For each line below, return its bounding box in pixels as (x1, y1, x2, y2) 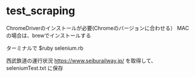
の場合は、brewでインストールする (6, 31, 91, 39)
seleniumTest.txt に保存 (6, 64, 63, 72)
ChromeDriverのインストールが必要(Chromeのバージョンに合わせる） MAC (6, 24, 190, 31)
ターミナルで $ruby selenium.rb (6, 44, 84, 52)
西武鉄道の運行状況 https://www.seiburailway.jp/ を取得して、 (6, 57, 156, 64)
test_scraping (6, 4, 75, 18)
